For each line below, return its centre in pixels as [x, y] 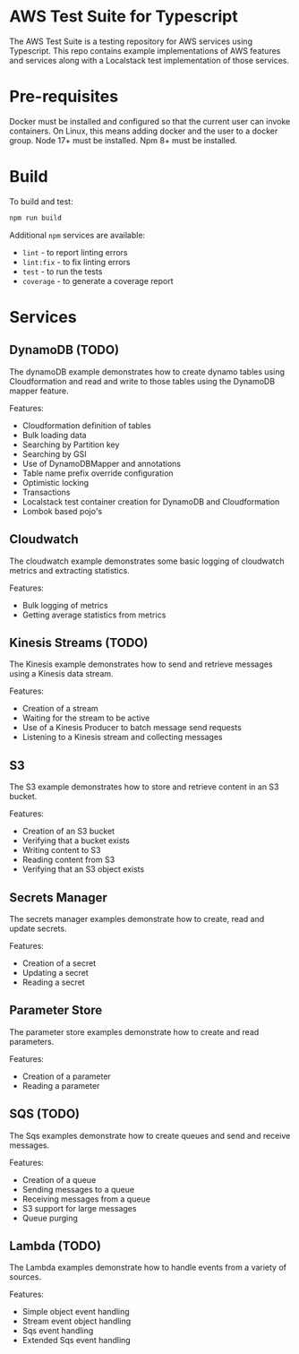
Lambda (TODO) [55, 1246]
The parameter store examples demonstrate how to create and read [134, 1031]
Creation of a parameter [67, 1076]
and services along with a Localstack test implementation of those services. [149, 60]
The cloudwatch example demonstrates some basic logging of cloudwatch [147, 561]
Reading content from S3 [68, 860]
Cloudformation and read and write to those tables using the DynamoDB [142, 381]
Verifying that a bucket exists [76, 841]
